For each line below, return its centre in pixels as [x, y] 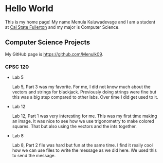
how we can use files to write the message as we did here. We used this [84, 150]
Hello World [29, 9]
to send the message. [34, 156]
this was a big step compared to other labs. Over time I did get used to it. [85, 97]
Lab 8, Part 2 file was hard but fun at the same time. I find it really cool [82, 145]
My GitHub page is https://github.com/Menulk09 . [54, 54]
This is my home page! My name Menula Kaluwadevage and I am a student [80, 22]
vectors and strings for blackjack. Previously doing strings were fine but [84, 92]
